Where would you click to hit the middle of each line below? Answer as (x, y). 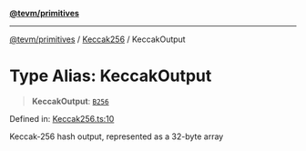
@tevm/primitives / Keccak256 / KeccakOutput (97, 39)
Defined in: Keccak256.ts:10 (62, 118)
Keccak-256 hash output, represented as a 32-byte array (117, 136)
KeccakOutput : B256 (70, 101)
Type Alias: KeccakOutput (111, 76)
